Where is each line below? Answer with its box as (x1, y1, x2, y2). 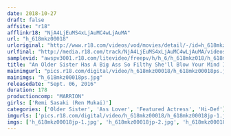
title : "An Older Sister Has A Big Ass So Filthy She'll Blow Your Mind (7, 61, 220, 68)
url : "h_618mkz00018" (7, 36, 69, 43)
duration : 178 (7, 87, 48, 93)
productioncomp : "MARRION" (7, 93, 85, 100)
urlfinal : (7, 49, 36, 56)
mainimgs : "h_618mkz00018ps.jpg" (7, 73, 103, 81)
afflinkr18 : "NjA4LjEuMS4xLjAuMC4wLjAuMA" (7, 29, 131, 36)
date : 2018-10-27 (7, 10, 57, 17)
